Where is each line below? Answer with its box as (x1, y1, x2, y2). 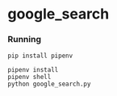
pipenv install (7, 66, 59, 74)
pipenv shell (7, 73, 52, 81)
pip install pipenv (7, 52, 73, 61)
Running (7, 34, 42, 45)
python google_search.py (7, 80, 91, 89)
